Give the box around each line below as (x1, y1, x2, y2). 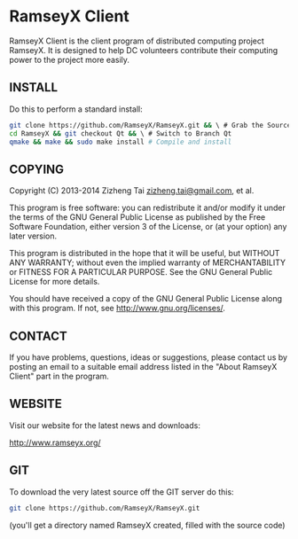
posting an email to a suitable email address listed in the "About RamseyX (9, 362, 278, 371)
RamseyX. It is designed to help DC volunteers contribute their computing (9, 44, 278, 55)
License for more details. (9, 277, 100, 287)
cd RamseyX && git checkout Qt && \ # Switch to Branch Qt (9, 129, 232, 138)
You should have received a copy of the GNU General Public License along (9, 293, 282, 304)
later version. (9, 230, 58, 241)
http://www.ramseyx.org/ (9, 437, 101, 448)
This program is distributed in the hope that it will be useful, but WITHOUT (9, 248, 280, 259)
